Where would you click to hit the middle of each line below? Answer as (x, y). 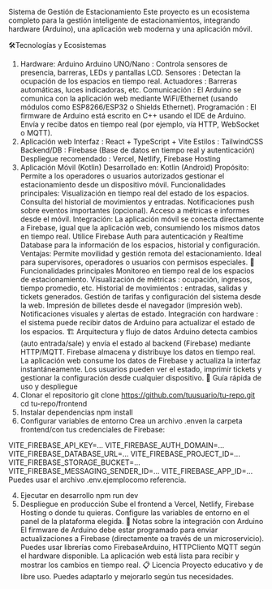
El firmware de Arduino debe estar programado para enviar (119, 530)
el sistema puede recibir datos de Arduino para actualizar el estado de (138, 322)
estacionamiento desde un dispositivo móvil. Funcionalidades (123, 185)
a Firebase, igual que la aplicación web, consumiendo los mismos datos (140, 228)
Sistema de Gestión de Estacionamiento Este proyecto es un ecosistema (129, 12)
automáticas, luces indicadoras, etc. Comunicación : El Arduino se (131, 90)
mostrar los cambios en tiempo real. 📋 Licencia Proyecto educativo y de (142, 565)
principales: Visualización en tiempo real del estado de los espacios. (134, 193)
